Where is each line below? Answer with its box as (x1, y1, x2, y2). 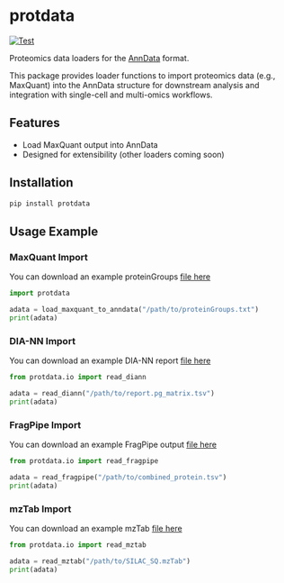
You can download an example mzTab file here (9, 523, 182, 533)
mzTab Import (9, 502, 72, 515)
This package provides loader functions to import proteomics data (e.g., (9, 69, 276, 81)
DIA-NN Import (9, 334, 76, 347)
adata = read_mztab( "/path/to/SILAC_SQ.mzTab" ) (9, 556, 191, 566)
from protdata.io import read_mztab (9, 540, 146, 550)
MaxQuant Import (9, 251, 88, 263)
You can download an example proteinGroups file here (9, 271, 211, 282)
